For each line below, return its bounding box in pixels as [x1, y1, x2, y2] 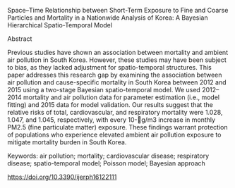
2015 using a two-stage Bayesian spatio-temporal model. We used [7, 86, 201, 94]
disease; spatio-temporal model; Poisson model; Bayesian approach [7, 159, 206, 168]
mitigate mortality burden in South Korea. [7, 138, 127, 146]
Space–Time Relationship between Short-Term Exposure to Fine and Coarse [7, 6, 229, 14]
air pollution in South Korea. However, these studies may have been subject [7, 56, 227, 64]
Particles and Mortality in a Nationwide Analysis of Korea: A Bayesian [7, 13, 208, 22]
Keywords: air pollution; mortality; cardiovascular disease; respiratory [7, 151, 210, 160]
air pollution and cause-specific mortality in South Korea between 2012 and [7, 78, 227, 87]
